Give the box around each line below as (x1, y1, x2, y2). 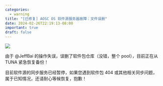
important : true (5, 25, 38, 30)
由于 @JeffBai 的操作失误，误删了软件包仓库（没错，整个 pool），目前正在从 (5, 53, 158, 59)
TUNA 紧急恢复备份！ (5, 59, 49, 65)
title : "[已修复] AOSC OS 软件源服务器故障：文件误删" (5, 16, 108, 21)
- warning (9, 12, 29, 17)
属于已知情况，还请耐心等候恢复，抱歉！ (5, 76, 87, 81)
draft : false (5, 30, 32, 35)
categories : (5, 7, 29, 12)
